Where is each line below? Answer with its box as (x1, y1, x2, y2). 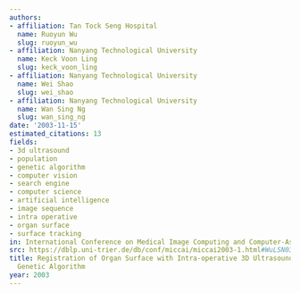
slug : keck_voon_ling (17, 63, 98, 72)
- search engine (9, 180, 70, 188)
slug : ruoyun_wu (17, 38, 78, 47)
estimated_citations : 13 (9, 130, 102, 138)
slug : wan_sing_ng (17, 113, 87, 121)
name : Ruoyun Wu (17, 29, 78, 38)
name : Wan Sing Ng (17, 105, 87, 113)
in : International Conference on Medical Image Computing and (9, 238, 246, 247)
